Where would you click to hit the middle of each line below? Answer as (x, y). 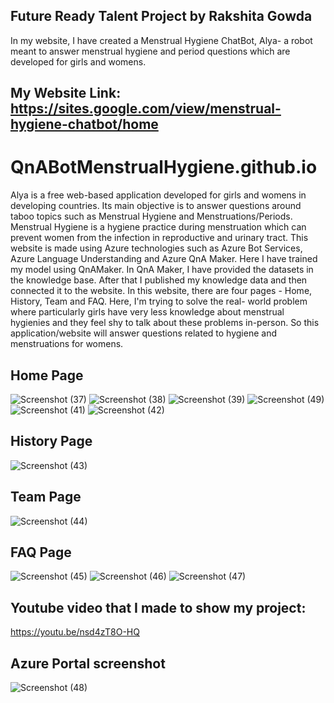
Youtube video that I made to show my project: (158, 607)
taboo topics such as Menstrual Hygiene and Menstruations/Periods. (151, 216)
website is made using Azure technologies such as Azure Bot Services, (156, 248)
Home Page (47, 375)
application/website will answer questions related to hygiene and (143, 333)
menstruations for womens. (67, 344)
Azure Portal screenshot (88, 663)
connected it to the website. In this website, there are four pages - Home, (161, 291)
